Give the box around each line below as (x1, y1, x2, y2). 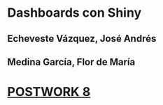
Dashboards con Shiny (7, 5, 142, 21)
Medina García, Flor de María (7, 56, 136, 67)
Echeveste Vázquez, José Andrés (7, 33, 157, 45)
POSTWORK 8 (7, 84, 91, 100)
